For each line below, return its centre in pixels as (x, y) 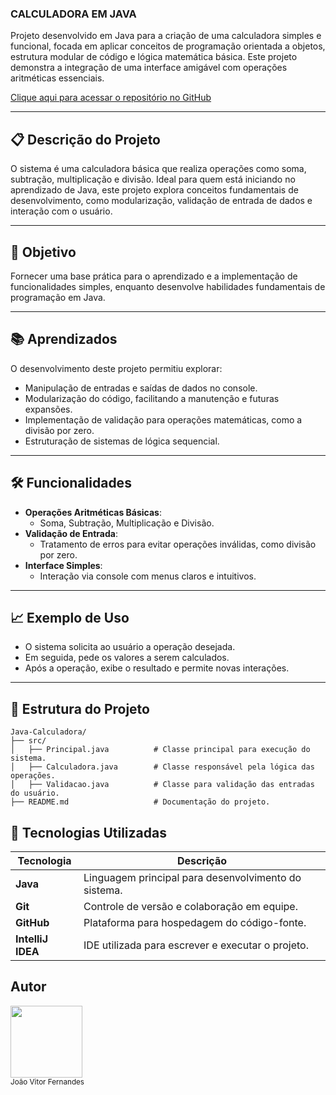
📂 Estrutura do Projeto (80, 708)
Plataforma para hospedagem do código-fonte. (195, 922)
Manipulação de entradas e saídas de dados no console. (141, 388)
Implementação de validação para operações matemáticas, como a (163, 419)
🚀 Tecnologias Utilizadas (88, 832)
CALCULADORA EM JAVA (73, 14)
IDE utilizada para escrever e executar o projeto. (196, 945)
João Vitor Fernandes (47, 1082)
